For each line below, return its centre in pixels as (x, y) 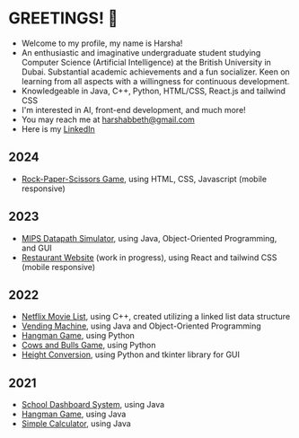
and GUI (37, 248)
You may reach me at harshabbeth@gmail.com (108, 119)
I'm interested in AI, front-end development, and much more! (133, 109)
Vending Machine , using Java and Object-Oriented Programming (141, 326)
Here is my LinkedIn (58, 128)
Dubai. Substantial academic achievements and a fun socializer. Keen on (156, 72)
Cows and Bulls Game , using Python (88, 346)
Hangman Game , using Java (74, 414)
